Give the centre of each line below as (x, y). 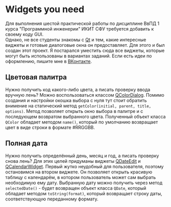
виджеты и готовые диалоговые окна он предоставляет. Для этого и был (85, 45)
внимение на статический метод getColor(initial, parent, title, (78, 106)
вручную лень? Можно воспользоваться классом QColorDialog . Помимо (85, 95)
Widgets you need (45, 9)
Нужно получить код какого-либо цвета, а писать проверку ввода (78, 90)
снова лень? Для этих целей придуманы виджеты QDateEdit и (73, 161)
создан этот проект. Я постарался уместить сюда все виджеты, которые (85, 50)
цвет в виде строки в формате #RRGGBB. (50, 127)
